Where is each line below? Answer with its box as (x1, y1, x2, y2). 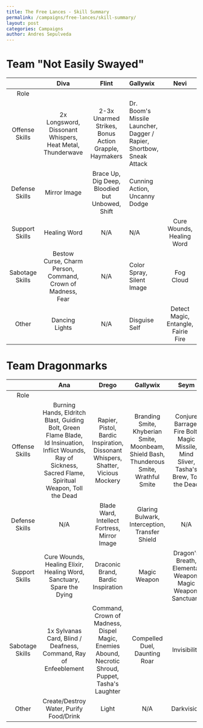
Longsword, (46, 118, 80, 127)
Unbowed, (91, 200, 121, 208)
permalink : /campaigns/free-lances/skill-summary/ (6, 14, 137, 21)
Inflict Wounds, (43, 446, 86, 454)
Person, (52, 265, 74, 273)
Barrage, (174, 420, 199, 428)
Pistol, (98, 424, 117, 432)
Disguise (129, 316, 154, 324)
